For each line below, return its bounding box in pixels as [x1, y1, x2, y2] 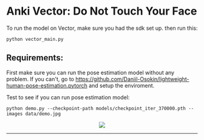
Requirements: [6, 53, 64, 63]
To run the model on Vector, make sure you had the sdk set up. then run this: [6, 24, 198, 32]
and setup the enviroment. [89, 82, 155, 89]
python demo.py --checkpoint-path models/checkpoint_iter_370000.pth [6, 105, 186, 111]
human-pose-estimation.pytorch [6, 82, 88, 89]
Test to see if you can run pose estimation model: [6, 93, 130, 101]
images [6, 111, 23, 117]
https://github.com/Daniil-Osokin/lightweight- [75, 75, 189, 83]
